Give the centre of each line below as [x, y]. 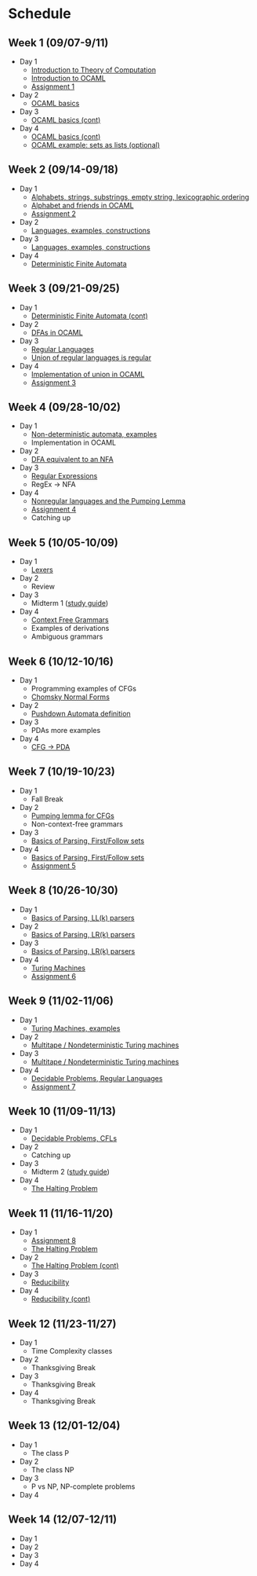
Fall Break [47, 799]
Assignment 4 [54, 509]
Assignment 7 [53, 1087]
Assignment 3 [54, 383]
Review [43, 587]
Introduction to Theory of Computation [94, 70]
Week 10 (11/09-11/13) [62, 1111]
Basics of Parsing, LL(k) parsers [83, 918]
